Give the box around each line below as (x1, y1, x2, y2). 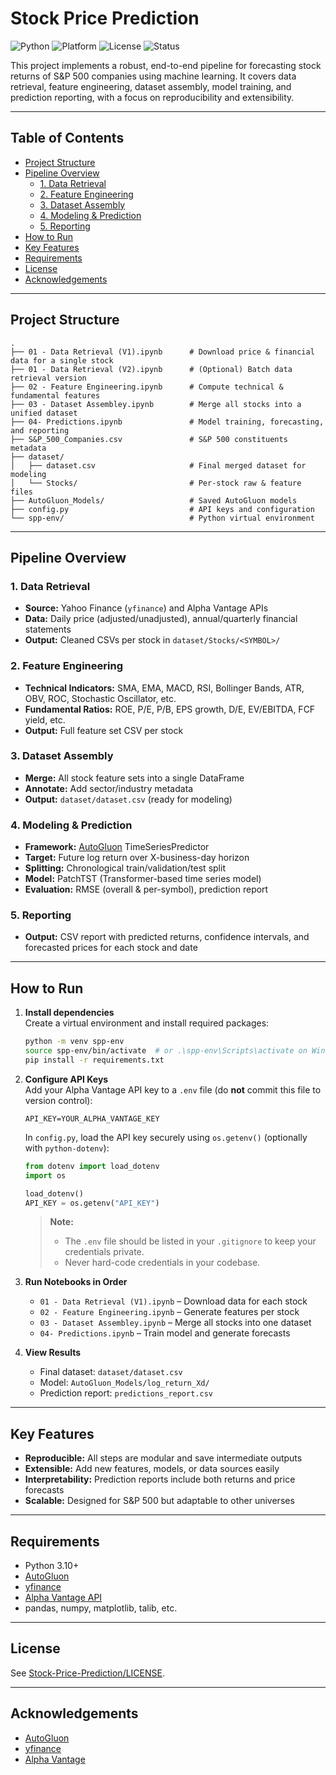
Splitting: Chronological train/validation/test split (24, 862, 226, 874)
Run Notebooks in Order (24, 1276, 128, 1288)
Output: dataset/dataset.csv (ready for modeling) (24, 793, 233, 805)
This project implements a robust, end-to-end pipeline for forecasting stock (10, 59, 322, 71)
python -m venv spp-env (24, 1037, 125, 1047)
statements (24, 623, 72, 636)
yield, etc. (24, 713, 66, 726)
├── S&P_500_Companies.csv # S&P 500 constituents (10, 434, 288, 444)
